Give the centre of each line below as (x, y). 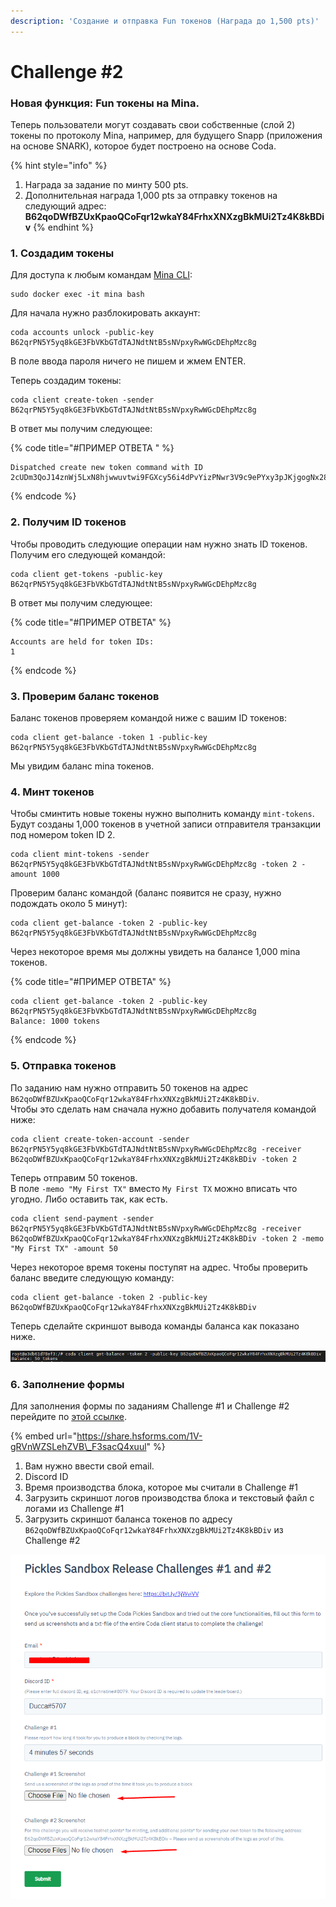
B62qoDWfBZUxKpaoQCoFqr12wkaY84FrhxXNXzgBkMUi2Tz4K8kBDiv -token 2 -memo (167, 1238)
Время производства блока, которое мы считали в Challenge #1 (161, 1487)
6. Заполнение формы (67, 1384)
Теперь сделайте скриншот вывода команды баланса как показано (155, 1326)
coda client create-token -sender (82, 400)
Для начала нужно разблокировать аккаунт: (105, 313)
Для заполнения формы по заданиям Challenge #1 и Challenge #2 (150, 1406)
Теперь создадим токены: (66, 381)
